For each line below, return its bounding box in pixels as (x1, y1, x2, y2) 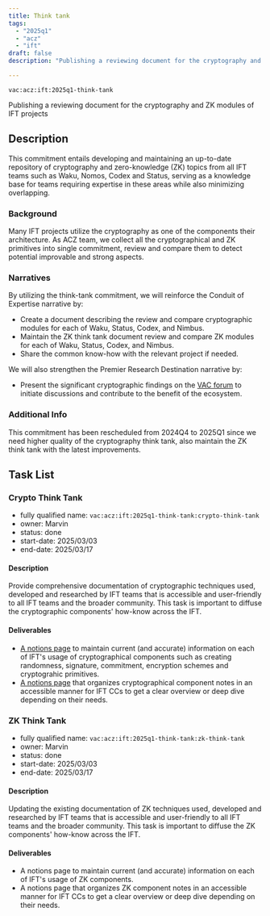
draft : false (8, 49, 52, 57)
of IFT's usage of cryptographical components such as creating (19, 651, 232, 662)
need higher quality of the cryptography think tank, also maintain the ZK (8, 436, 247, 445)
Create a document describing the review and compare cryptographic (19, 315, 252, 324)
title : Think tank (8, 11, 70, 20)
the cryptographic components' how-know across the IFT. (8, 607, 202, 617)
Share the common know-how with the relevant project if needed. (19, 349, 239, 359)
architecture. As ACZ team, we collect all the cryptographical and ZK (8, 235, 236, 245)
